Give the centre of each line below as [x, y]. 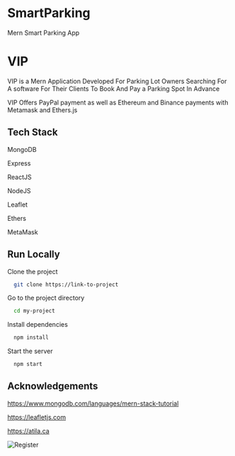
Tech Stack [33, 132]
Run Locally [34, 255]
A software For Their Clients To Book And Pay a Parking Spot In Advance [114, 88]
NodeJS [19, 190]
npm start [28, 364]
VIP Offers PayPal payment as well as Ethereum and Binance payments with [118, 102]
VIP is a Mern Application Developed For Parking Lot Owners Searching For [117, 81]
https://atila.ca [28, 430]
